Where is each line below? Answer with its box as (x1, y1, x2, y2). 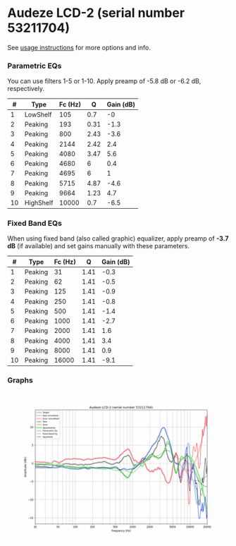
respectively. (7, 85, 44, 93)
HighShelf (24, 199, 54, 207)
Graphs (7, 375, 33, 385)
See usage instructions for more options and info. (7, 43, 151, 51)
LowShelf (24, 110, 52, 119)
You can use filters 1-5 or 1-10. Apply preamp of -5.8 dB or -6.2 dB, (7, 77, 201, 85)
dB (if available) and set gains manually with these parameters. (7, 242, 190, 250)
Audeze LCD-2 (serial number (7, 5, 185, 21)
